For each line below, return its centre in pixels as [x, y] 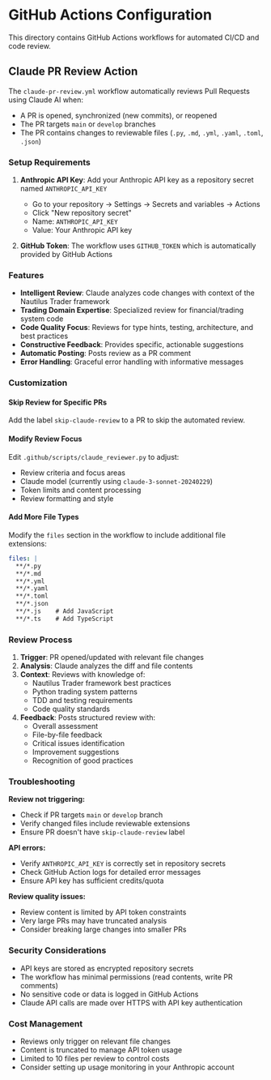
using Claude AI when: [46, 100]
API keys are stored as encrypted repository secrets [107, 968]
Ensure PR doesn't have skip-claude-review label [102, 832]
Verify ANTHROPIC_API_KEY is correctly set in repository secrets [123, 864]
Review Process [40, 640]
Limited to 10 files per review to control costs [95, 1058]
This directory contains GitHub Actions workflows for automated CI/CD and [134, 37]
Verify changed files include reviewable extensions [105, 824]
